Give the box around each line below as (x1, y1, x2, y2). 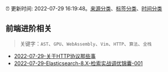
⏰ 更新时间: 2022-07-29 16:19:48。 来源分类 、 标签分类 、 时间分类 (5, 5, 162, 12)
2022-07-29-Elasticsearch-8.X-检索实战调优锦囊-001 (13, 60, 143, 67)
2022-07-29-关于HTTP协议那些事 (13, 52, 96, 59)
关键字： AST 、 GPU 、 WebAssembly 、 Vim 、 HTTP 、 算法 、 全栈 (19, 40, 152, 47)
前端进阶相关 (5, 24, 52, 34)
